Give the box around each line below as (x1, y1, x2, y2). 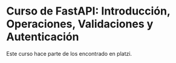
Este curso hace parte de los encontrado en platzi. (6, 50, 132, 57)
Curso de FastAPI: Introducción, (6, 4, 171, 18)
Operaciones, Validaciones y (6, 17, 154, 31)
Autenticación (6, 30, 79, 44)
